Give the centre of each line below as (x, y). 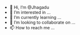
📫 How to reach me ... (32, 28)
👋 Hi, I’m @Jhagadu (29, 7)
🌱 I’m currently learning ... (35, 17)
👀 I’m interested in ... (30, 12)
